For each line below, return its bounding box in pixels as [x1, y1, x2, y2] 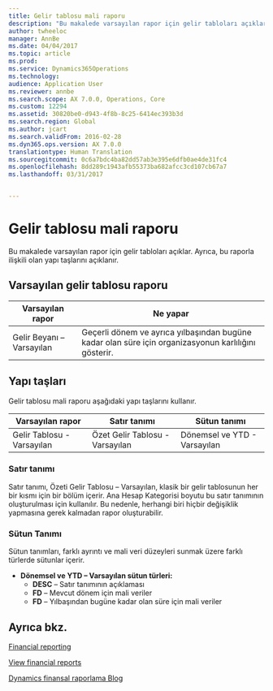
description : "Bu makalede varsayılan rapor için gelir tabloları [8, 19, 238, 28]
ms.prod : [8, 58, 38, 66]
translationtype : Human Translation [8, 148, 132, 156]
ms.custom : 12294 [8, 102, 67, 110]
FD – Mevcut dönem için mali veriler [32, 588, 153, 598]
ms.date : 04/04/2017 [8, 42, 79, 50]
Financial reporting [8, 641, 71, 651]
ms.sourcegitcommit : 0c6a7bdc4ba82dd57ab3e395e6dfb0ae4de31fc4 [8, 155, 227, 163]
